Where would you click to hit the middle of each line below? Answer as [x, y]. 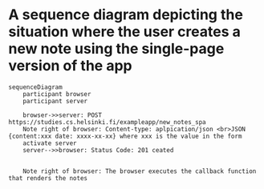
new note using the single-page [116, 49]
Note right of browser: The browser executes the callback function [140, 171]
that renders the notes [48, 178]
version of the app [70, 66]
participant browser [57, 94]
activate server [50, 143]
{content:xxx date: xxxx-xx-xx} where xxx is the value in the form [125, 136]
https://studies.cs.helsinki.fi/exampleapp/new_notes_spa [107, 122]
